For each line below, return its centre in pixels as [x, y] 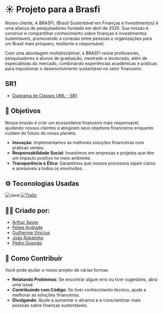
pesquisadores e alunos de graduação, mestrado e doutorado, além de [76, 58]
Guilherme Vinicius [31, 233]
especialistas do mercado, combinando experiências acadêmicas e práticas [81, 63]
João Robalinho [28, 238]
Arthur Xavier [25, 222]
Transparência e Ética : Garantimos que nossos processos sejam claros [84, 163]
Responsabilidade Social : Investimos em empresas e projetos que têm [83, 153]
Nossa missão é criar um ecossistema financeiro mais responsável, [72, 123]
